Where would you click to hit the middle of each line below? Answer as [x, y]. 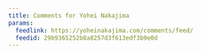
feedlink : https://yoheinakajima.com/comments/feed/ [104, 30]
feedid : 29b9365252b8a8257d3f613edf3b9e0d [87, 38]
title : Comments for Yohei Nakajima [69, 15]
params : [21, 23]
